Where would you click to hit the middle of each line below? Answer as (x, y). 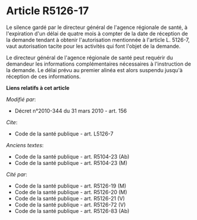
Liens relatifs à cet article (38, 88)
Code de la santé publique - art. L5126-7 (64, 134)
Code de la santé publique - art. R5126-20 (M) (71, 192)
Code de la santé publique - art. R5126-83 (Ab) (72, 211)
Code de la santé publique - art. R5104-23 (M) (71, 163)
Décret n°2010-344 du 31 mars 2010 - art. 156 (71, 111)
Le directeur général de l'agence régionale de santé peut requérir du (90, 57)
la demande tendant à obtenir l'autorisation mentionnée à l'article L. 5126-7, (98, 40)
